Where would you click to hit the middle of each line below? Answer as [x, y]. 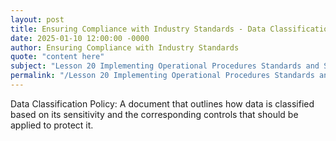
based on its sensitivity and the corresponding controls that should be [154, 114]
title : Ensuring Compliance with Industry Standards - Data [138, 29]
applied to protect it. [52, 125]
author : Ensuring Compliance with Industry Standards [125, 47]
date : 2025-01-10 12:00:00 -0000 [80, 38]
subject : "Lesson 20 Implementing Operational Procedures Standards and [165, 66]
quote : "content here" [57, 57]
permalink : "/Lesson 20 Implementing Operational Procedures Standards [162, 76]
